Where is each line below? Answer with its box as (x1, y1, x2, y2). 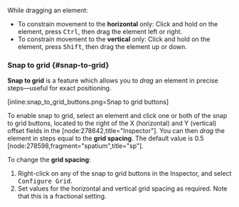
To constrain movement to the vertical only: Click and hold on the (17, 35, 211, 43)
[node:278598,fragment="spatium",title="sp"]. (7, 142, 144, 150)
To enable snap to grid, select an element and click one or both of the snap (7, 112, 228, 120)
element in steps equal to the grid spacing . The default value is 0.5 (7, 134, 204, 143)
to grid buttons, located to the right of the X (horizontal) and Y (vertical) (7, 119, 217, 127)
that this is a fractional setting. (17, 192, 107, 201)
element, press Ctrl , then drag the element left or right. (17, 28, 183, 36)
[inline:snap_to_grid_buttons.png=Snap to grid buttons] (7, 97, 169, 106)
